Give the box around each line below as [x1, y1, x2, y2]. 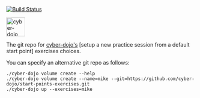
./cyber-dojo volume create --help [6, 71, 95, 76]
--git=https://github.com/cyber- [111, 76, 195, 82]
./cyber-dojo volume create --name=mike [6, 76, 109, 82]
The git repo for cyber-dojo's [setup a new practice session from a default [6, 41, 190, 48]
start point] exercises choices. [6, 48, 81, 54]
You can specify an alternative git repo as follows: [6, 59, 130, 66]
